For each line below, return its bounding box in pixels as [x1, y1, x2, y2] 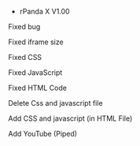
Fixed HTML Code [8, 83, 67, 92]
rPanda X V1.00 [19, 7, 70, 16]
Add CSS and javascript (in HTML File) [8, 114, 133, 123]
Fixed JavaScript [8, 68, 63, 77]
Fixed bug [8, 22, 41, 31]
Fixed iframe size [8, 37, 64, 47]
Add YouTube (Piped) [8, 129, 77, 138]
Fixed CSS [8, 53, 42, 62]
